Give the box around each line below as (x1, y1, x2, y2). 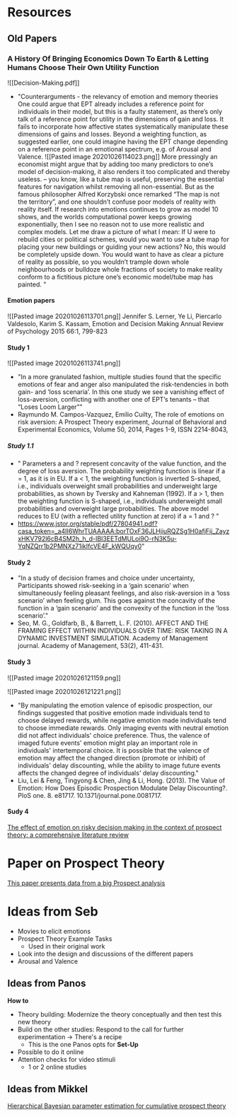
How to (7, 996, 29, 1005)
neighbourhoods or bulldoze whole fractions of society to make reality (17, 265, 223, 273)
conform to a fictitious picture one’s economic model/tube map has (17, 272, 214, 281)
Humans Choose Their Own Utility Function (7, 62, 159, 72)
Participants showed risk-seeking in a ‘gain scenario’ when (17, 581, 189, 590)
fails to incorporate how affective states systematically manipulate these (17, 122, 229, 131)
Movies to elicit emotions (17, 927, 91, 935)
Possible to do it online (17, 1048, 84, 1056)
